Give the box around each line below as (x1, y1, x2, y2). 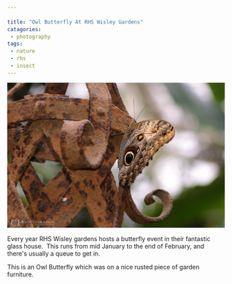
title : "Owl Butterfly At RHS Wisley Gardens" (7, 18, 144, 26)
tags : (7, 40, 23, 48)
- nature (10, 48, 36, 55)
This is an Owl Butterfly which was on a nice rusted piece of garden (7, 263, 200, 271)
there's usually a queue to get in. (7, 249, 100, 258)
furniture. (7, 270, 34, 278)
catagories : (7, 26, 41, 33)
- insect (10, 62, 36, 69)
